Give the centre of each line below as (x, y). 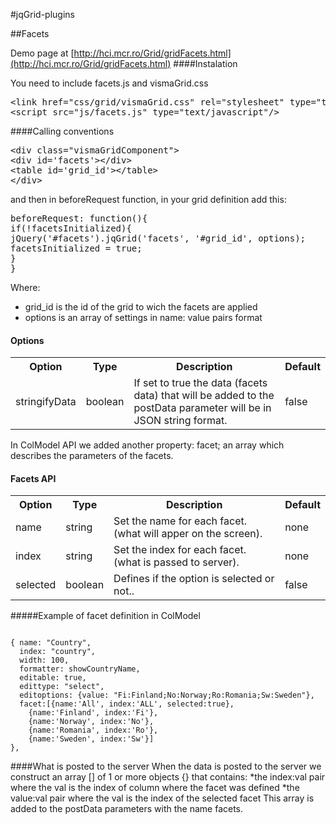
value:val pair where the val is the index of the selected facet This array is (162, 798)
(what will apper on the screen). (188, 534)
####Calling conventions (62, 131)
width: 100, (44, 660)
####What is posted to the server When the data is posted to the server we (166, 766)
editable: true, (53, 678)
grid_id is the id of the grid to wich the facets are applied (141, 307)
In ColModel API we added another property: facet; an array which (147, 445)
